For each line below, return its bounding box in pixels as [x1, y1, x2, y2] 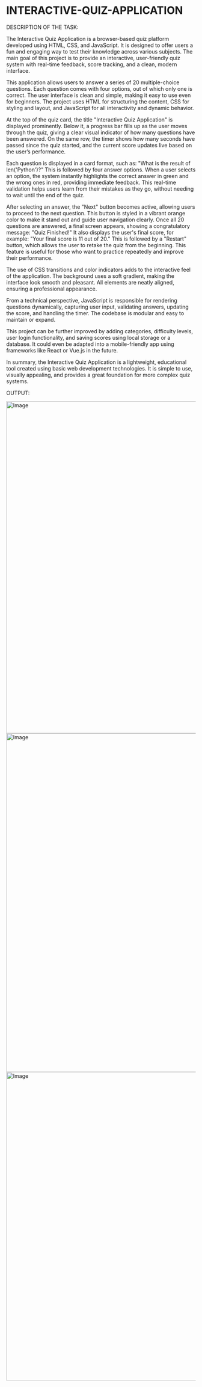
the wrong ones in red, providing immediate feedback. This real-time [6, 179, 176, 186]
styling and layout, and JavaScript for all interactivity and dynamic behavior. [6, 104, 194, 111]
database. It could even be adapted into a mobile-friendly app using [6, 340, 174, 348]
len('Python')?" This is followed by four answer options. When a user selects [6, 166, 196, 173]
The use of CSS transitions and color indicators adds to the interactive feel [6, 266, 191, 273]
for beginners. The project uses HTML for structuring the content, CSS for [6, 97, 189, 105]
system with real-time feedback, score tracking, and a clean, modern [6, 61, 177, 68]
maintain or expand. [6, 316, 56, 323]
